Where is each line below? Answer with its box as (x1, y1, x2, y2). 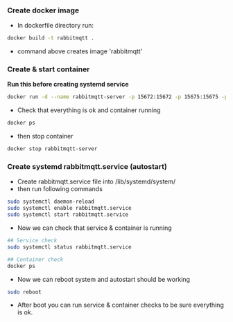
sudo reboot (7, 288, 42, 296)
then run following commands (17, 185, 103, 193)
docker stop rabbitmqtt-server (7, 145, 98, 152)
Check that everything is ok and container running (17, 106, 161, 114)
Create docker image (7, 6, 80, 15)
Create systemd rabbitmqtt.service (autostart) (7, 162, 168, 172)
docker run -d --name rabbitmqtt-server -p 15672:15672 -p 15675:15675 (7, 93, 218, 100)
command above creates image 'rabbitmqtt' (17, 47, 143, 55)
